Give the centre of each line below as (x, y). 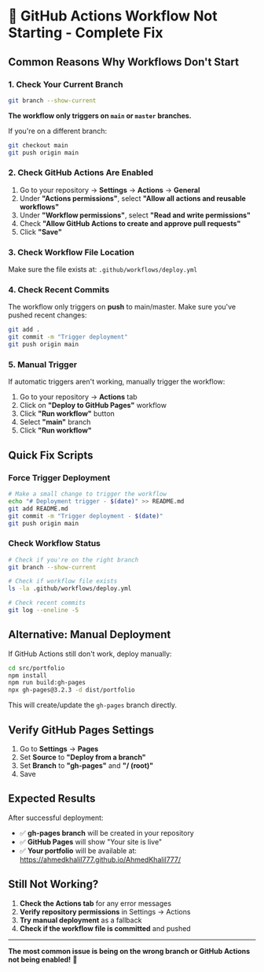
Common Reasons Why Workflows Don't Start (124, 62)
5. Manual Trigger (42, 364)
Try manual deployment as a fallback (81, 920)
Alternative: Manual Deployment (90, 634)
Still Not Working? (53, 884)
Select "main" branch (55, 422)
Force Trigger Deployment (59, 477)
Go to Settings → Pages (59, 749)
